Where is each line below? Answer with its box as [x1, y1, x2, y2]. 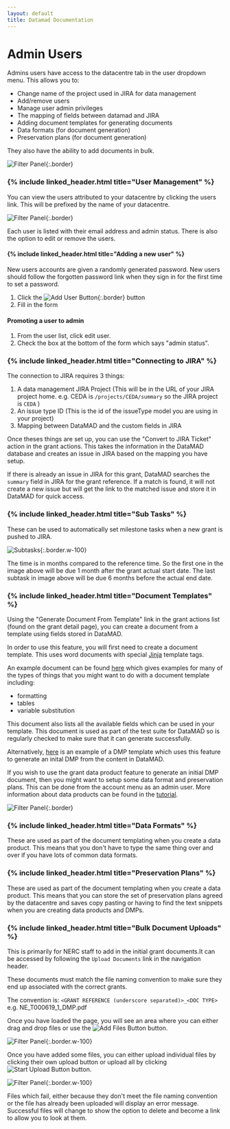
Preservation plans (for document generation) [16, 134, 147, 142]
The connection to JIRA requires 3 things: [7, 372, 125, 380]
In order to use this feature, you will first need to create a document [7, 643, 198, 651]
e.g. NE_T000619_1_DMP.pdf [7, 1003, 87, 1011]
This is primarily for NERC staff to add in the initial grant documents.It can [7, 947, 216, 956]
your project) [16, 414, 54, 423]
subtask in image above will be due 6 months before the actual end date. [7, 573, 213, 582]
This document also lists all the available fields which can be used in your [7, 720, 215, 728]
